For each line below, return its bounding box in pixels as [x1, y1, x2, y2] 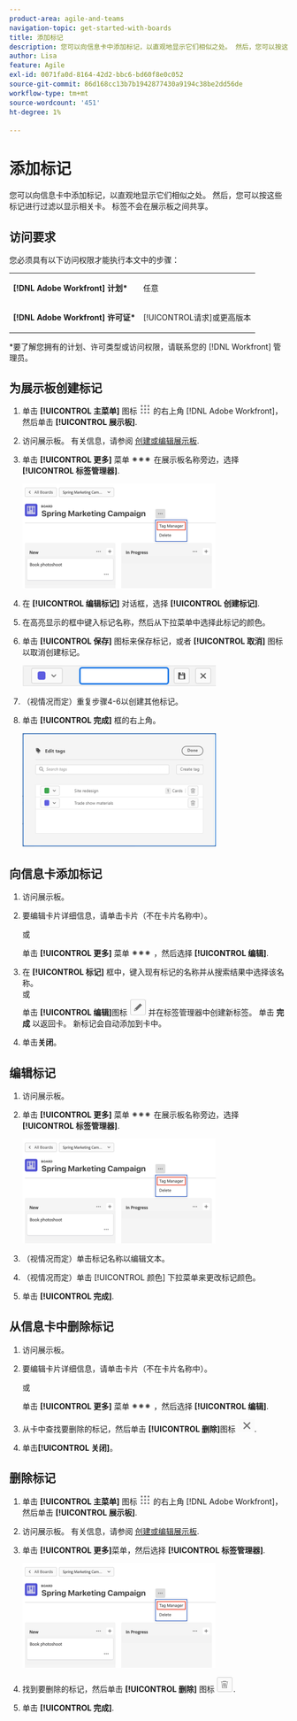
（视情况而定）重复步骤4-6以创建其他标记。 [21, 696, 183, 707]
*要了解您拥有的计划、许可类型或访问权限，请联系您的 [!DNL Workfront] [9, 341, 271, 351]
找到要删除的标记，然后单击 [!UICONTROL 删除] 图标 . [21, 1683, 236, 1694]
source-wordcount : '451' [9, 98, 101, 107]
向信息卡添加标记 [9, 866, 103, 881]
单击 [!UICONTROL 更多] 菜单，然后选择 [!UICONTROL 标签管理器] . [21, 1545, 266, 1555]
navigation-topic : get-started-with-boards [9, 23, 172, 33]
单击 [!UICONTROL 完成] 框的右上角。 [21, 715, 161, 726]
